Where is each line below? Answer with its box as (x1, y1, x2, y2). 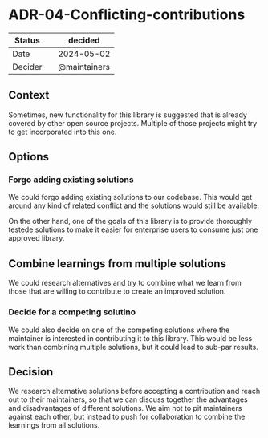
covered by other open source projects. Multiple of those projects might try (8, 118, 258, 128)
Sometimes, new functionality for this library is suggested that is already (8, 110, 247, 120)
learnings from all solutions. (8, 420, 100, 430)
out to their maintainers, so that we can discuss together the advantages (8, 395, 249, 404)
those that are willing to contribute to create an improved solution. (8, 286, 226, 296)
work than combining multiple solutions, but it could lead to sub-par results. (8, 342, 258, 351)
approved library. (8, 233, 65, 243)
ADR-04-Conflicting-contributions (8, 6, 246, 24)
